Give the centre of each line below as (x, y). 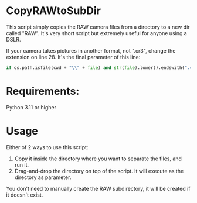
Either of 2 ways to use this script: (47, 147)
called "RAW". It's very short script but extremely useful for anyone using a (97, 33)
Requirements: (43, 91)
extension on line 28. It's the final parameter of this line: (73, 57)
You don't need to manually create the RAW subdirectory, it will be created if (98, 188)
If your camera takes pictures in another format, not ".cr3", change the (91, 50)
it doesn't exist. (25, 195)
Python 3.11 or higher (31, 107)
